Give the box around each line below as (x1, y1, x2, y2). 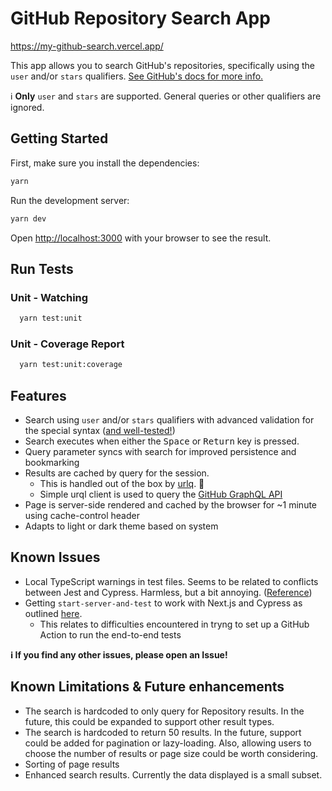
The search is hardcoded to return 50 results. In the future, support (24, 726, 302, 738)
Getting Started (10, 130, 109, 147)
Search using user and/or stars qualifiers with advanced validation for (24, 414, 315, 426)
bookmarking (24, 457, 80, 469)
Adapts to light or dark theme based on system (24, 520, 219, 532)
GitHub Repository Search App (10, 7, 271, 30)
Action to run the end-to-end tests (39, 628, 182, 641)
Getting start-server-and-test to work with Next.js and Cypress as (24, 597, 303, 609)
